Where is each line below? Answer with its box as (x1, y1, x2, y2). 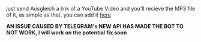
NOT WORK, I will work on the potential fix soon (6, 29, 127, 36)
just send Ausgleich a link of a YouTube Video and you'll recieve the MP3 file (6, 5, 196, 12)
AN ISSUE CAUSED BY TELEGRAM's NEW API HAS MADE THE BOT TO (6, 23, 184, 30)
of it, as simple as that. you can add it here (6, 11, 112, 18)
